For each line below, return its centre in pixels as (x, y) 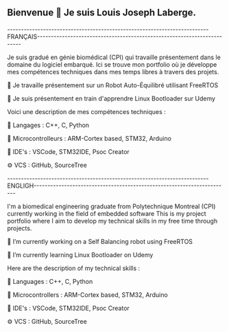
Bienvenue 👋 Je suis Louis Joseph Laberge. (102, 13)
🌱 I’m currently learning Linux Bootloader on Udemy (80, 254)
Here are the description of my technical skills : (74, 268)
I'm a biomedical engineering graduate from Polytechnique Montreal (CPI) (111, 206)
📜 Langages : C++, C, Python (48, 125)
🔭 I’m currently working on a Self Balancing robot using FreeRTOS (100, 241)
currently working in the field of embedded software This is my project (107, 213)
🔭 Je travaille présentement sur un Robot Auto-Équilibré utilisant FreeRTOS (113, 85)
